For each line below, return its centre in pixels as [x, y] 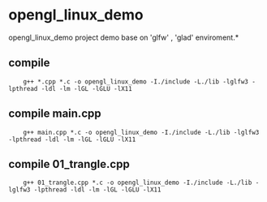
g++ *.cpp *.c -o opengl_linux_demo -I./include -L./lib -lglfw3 [136, 82]
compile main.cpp [55, 114]
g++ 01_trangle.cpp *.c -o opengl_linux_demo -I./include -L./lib [138, 183]
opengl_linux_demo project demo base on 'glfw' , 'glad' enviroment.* [124, 37]
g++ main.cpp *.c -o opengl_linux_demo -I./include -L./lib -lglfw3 [141, 132]
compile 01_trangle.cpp [69, 164]
